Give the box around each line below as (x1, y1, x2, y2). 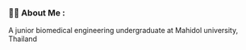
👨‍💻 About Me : (8, 7, 66, 19)
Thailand (8, 34, 38, 44)
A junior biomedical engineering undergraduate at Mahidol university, (8, 26, 239, 35)
